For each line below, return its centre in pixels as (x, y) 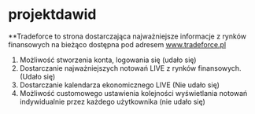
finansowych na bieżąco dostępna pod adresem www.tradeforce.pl (117, 44)
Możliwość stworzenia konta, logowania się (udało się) (108, 60)
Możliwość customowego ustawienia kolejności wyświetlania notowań (133, 93)
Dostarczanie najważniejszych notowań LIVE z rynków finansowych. (130, 68)
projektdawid (52, 15)
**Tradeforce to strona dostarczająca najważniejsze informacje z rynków (127, 36)
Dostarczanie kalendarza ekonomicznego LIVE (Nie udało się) (120, 85)
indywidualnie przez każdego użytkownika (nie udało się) (113, 101)
